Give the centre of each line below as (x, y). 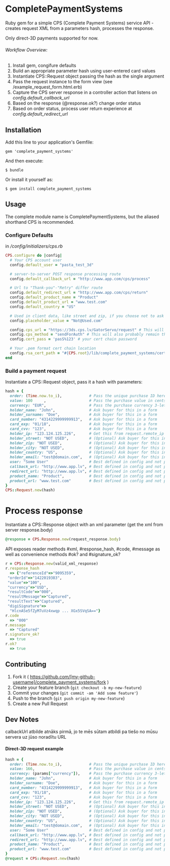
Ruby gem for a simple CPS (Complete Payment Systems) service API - (79, 23)
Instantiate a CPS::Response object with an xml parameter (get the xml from (84, 525)
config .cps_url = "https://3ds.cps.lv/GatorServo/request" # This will (87, 330)
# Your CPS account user (36, 260)
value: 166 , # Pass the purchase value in (81, 769)
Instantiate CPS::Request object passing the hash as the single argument (88, 76)
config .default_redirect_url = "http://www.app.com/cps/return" (79, 293)
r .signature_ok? (22, 635)
